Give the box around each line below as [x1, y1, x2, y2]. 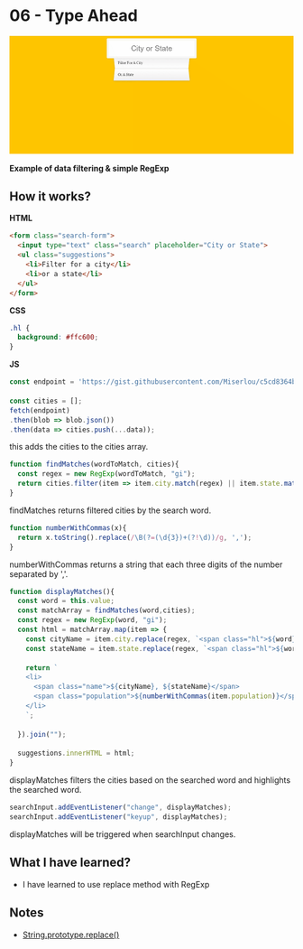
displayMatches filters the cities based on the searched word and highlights [9, 775, 291, 786]
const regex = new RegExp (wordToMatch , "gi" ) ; [17, 470, 196, 479]
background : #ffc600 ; [17, 333, 99, 342]
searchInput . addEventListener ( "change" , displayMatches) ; [9, 803, 232, 813]
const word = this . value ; [17, 597, 115, 606]
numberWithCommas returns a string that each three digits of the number [9, 559, 283, 570]
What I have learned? [9, 855, 132, 870]
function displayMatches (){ [9, 587, 115, 596]
